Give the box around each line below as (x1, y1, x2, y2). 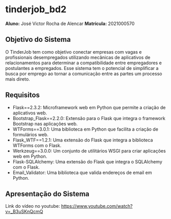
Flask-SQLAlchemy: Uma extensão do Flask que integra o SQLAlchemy (12, 158, 162, 164)
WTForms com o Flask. (12, 142, 62, 149)
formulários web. (12, 131, 48, 137)
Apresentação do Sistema (5, 189, 90, 198)
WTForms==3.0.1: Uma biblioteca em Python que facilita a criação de (12, 126, 158, 132)
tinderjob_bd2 (5, 4, 67, 15)
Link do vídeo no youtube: (5, 203, 60, 209)
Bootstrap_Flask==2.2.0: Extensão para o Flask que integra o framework (12, 115, 166, 121)
